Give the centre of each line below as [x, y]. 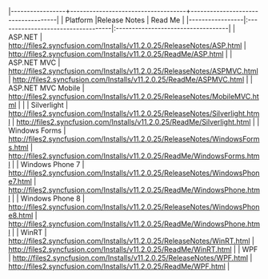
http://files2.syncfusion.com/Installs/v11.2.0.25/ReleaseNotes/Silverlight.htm [134, 114]
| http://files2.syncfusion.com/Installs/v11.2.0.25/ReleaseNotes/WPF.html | [130, 258]
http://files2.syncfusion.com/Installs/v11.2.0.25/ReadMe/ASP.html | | [120, 54]
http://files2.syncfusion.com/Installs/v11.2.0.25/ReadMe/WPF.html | [119, 266]
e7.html [20, 181]
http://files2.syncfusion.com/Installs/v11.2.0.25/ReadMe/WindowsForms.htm [134, 156]
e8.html [21, 215]
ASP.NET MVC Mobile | [47, 88]
